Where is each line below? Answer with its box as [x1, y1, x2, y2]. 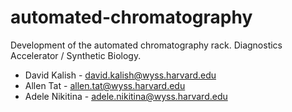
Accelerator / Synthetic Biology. [10, 49, 142, 61]
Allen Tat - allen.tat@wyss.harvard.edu [24, 79, 186, 91]
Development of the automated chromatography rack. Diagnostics [10, 39, 283, 51]
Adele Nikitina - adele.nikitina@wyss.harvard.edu [24, 90, 228, 102]
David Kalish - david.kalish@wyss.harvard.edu [24, 69, 217, 81]
